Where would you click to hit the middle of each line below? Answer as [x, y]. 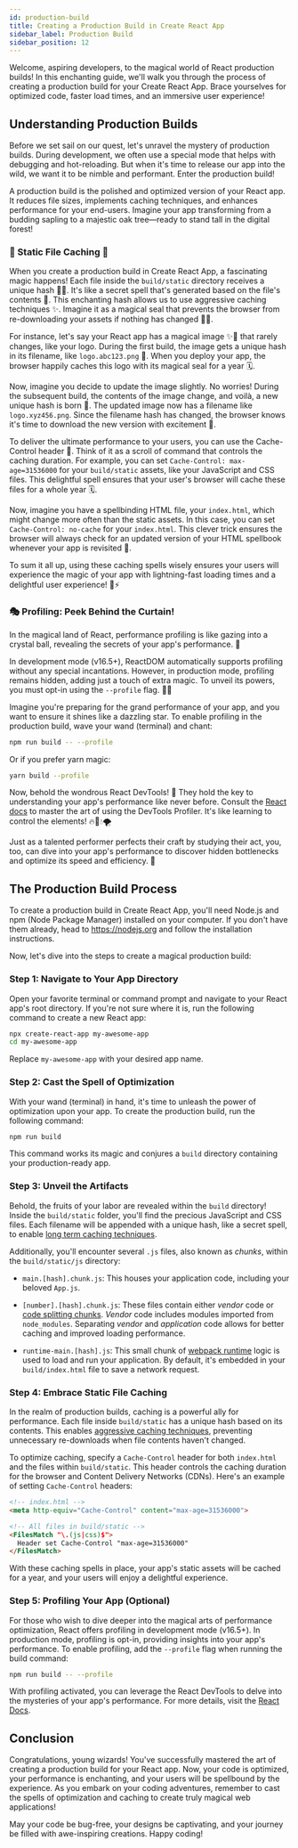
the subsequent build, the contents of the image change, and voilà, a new [144, 396]
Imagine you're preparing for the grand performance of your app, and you [145, 707]
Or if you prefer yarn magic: [60, 759]
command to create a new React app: [78, 1017]
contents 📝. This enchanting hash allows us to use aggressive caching [138, 300]
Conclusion [42, 1738]
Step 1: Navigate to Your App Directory [94, 979]
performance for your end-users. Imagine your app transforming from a [140, 210]
